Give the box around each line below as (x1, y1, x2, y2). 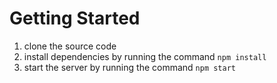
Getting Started (9, 7, 141, 30)
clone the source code (23, 40, 117, 52)
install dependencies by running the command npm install (23, 50, 267, 62)
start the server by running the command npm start (23, 61, 237, 73)
